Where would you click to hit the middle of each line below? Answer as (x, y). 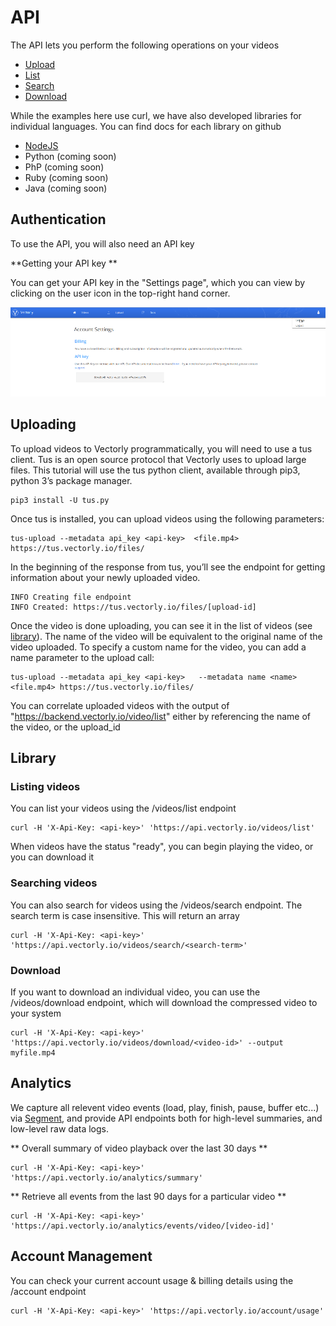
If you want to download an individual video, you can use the (135, 992)
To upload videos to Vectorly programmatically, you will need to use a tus (161, 448)
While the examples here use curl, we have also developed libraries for (156, 115)
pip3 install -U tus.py (60, 500)
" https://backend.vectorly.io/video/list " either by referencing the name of (161, 716)
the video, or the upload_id (65, 727)
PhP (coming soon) (64, 167)
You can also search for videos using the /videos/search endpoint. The (156, 905)
